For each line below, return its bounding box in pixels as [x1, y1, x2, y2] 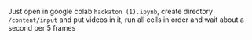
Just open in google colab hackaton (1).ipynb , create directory [8, 7, 214, 16]
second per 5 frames [8, 24, 76, 32]
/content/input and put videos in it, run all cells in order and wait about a [8, 15, 245, 24]
